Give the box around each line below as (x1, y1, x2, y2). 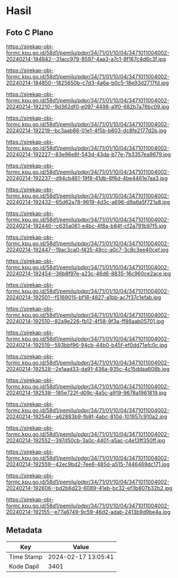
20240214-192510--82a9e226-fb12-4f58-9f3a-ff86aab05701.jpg (6, 318, 164, 325)
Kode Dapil (9, 562, 39, 570)
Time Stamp (9, 553, 43, 561)
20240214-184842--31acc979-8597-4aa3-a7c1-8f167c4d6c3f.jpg (6, 56, 166, 62)
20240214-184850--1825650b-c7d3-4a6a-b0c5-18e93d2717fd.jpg (6, 79, 169, 86)
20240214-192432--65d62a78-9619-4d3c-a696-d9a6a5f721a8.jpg (6, 198, 170, 205)
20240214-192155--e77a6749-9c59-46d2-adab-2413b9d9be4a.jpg (6, 509, 171, 515)
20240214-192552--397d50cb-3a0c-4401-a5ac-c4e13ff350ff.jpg (6, 437, 166, 444)
